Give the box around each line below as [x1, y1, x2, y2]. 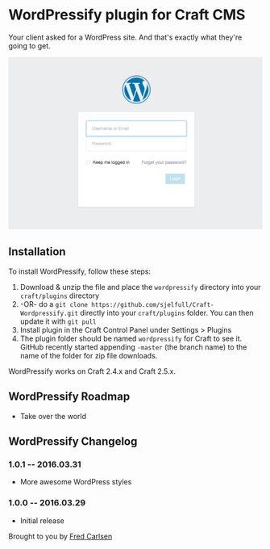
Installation [8, 245, 66, 259]
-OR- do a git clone [19, 299, 89, 308]
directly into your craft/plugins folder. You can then [80, 308, 254, 317]
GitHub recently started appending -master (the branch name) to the [19, 342, 247, 352]
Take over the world [19, 411, 87, 421]
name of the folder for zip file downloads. [19, 350, 158, 360]
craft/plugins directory [19, 291, 100, 300]
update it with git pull [19, 316, 97, 326]
